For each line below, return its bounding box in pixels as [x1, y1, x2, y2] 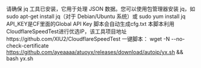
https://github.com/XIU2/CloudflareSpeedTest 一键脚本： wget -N [6, 36, 170, 42]
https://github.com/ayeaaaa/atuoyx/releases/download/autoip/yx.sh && [6, 49, 184, 55]
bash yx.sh [6, 55, 34, 62]
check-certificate [6, 42, 49, 49]
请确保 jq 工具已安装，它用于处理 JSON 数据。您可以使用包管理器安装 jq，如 [6, 5, 196, 12]
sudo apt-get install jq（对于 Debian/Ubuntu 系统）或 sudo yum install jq [6, 13, 186, 20]
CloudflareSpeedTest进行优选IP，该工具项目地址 [6, 28, 127, 35]
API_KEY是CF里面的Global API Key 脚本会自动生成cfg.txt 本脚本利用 [6, 20, 175, 27]
